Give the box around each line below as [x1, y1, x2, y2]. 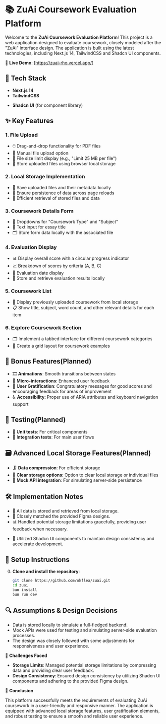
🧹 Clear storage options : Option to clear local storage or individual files [12, 472, 159, 478]
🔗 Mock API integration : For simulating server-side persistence [12, 477, 142, 483]
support [12, 401, 29, 407]
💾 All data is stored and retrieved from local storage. [12, 508, 119, 514]
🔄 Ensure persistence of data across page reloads [12, 190, 115, 196]
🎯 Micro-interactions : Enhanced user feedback [12, 378, 110, 384]
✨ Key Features [5, 117, 54, 125]
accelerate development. [12, 541, 63, 547]
